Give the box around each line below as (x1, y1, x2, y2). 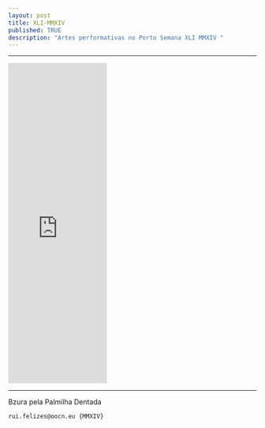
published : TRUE (8, 26, 62, 34)
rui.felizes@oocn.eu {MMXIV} (8, 412, 104, 421)
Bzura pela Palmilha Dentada (8, 397, 102, 407)
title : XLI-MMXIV (8, 19, 65, 27)
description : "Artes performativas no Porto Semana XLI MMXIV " (8, 33, 224, 42)
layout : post (8, 11, 51, 20)
